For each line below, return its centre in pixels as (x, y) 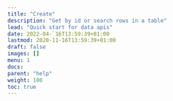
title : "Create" (31, 14)
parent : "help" (30, 73)
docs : (15, 67)
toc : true (22, 87)
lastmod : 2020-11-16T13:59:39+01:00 (62, 41)
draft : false (27, 47)
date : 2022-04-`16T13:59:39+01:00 (59, 34)
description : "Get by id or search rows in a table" (87, 21)
